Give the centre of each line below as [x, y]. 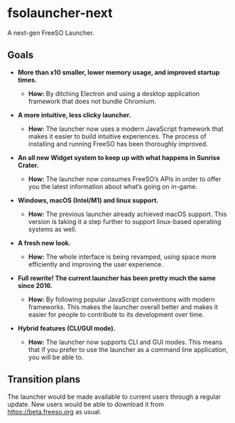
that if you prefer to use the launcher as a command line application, [128, 349]
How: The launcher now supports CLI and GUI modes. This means [125, 342]
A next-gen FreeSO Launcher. [51, 33]
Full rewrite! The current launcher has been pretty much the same [117, 278]
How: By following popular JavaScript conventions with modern [121, 299]
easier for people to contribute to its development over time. [116, 314]
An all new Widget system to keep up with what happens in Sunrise [119, 157]
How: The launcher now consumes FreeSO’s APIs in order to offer [125, 178]
